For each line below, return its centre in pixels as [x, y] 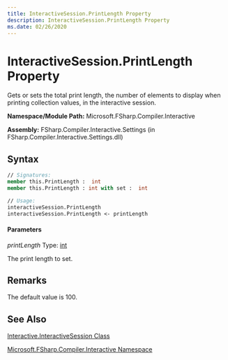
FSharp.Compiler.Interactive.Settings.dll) [65, 137]
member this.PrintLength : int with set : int [78, 188]
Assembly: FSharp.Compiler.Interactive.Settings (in [81, 130]
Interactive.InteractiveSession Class [59, 336]
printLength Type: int [37, 245]
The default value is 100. [43, 297]
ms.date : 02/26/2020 [37, 27]
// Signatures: [29, 175]
